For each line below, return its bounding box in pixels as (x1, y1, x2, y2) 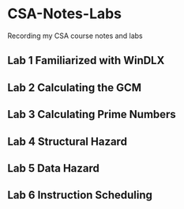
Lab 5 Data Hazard (7, 161, 100, 175)
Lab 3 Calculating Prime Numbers (7, 108, 177, 121)
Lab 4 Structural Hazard (7, 135, 128, 148)
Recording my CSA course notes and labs (7, 31, 143, 40)
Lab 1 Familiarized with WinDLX (7, 54, 165, 67)
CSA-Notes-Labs (7, 5, 122, 23)
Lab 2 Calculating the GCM (7, 81, 142, 94)
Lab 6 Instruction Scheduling (7, 188, 153, 202)
